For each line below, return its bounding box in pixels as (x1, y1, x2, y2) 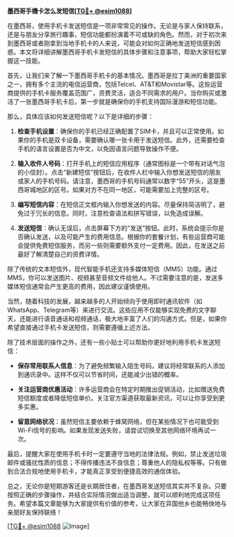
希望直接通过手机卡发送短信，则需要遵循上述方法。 (7, 324, 154, 331)
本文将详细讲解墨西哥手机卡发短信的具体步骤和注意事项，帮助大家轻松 (19, 48, 221, 56)
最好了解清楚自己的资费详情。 (17, 250, 103, 258)
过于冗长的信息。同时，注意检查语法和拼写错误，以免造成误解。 (23, 209, 207, 217)
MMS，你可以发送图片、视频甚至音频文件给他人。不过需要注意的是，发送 (7, 273, 218, 282)
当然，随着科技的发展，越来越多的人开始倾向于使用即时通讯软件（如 (7, 297, 203, 305)
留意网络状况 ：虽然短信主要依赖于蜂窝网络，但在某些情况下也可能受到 (17, 418, 219, 425)
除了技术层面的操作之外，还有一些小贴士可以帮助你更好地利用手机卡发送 (7, 338, 214, 346)
